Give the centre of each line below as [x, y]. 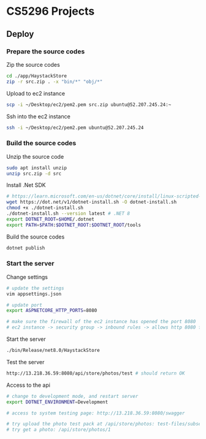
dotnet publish [26, 248]
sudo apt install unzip [37, 168]
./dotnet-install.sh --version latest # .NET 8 [68, 214]
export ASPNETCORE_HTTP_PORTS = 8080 [52, 311]
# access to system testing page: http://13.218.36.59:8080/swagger [96, 413]
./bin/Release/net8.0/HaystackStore [53, 351]
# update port [25, 305]
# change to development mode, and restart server [72, 396]
